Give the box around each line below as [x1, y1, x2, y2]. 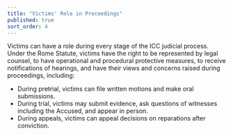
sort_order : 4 [7, 23, 49, 30]
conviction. [17, 122, 50, 130]
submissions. [17, 92, 56, 100]
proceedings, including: [7, 71, 75, 80]
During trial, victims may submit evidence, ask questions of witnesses [17, 100, 218, 108]
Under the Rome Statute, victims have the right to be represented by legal [7, 49, 218, 57]
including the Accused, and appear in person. [17, 107, 148, 115]
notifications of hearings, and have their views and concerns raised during [7, 64, 220, 73]
